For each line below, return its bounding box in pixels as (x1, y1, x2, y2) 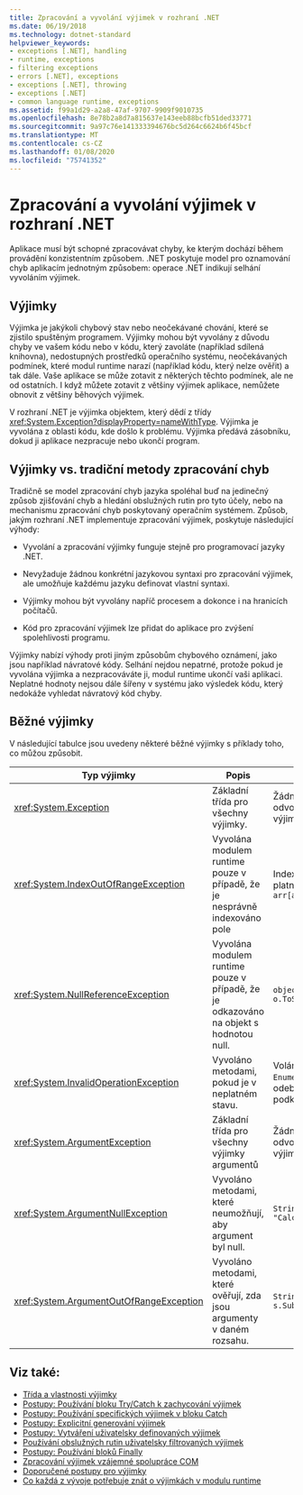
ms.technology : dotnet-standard (9, 30, 131, 39)
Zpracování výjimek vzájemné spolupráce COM (22, 1455, 199, 1466)
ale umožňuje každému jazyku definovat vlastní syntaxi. (22, 578, 230, 589)
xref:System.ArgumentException (14, 1135, 151, 1148)
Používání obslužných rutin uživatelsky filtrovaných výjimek (22, 1436, 244, 1447)
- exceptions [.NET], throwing (9, 80, 127, 89)
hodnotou (211, 1027, 253, 1040)
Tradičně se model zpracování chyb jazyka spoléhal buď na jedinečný (9, 486, 269, 497)
